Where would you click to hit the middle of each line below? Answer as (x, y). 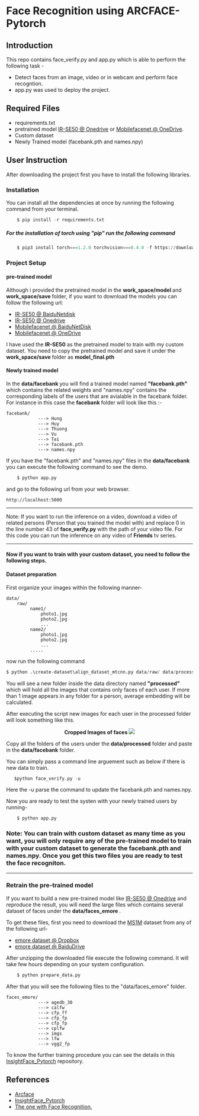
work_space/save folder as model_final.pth (60, 357)
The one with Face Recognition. (53, 1107)
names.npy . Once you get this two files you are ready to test (94, 856)
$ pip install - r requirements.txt (61, 220)
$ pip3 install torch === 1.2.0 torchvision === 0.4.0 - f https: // (97, 247)
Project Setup (26, 263)
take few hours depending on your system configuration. (76, 964)
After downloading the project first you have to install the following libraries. (99, 174)
